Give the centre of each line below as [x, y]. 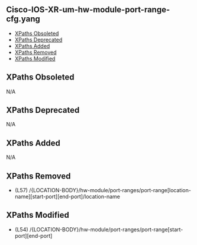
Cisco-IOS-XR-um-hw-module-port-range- [88, 10]
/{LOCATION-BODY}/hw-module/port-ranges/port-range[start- [106, 229]
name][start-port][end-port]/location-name [67, 197]
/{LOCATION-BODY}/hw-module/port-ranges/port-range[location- [110, 190]
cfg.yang [23, 19]
